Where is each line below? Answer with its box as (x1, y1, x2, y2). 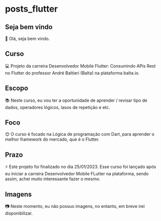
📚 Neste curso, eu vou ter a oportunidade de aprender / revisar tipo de (5, 97, 148, 103)
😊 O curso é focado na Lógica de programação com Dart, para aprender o (5, 131, 155, 137)
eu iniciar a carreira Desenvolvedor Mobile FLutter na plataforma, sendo (5, 171, 149, 177)
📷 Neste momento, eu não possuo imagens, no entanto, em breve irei (5, 203, 145, 209)
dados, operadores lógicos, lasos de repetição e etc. (5, 104, 111, 110)
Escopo (5, 84, 28, 92)
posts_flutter (5, 3, 58, 15)
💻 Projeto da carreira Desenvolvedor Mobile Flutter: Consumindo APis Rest (5, 63, 156, 69)
